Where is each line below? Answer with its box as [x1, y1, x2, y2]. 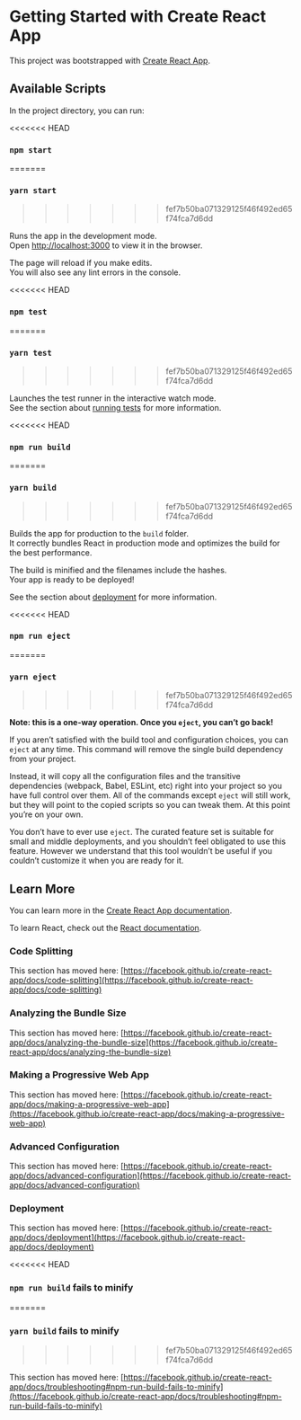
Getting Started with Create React [9, 6, 267, 27]
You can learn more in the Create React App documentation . [9, 905, 233, 916]
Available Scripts [9, 81, 106, 96]
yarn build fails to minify [9, 1324, 120, 1336]
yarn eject [9, 671, 57, 682]
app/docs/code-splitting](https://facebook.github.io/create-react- [9, 975, 253, 986]
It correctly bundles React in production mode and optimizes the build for [9, 537, 280, 548]
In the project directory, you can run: [9, 105, 145, 116]
